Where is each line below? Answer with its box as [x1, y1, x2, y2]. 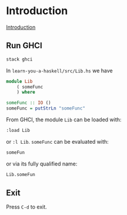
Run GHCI [6, 41, 42, 51]
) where [16, 90, 35, 95]
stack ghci [6, 56, 33, 62]
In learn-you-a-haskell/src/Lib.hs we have [6, 67, 113, 74]
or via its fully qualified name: [6, 160, 78, 167]
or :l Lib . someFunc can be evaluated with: [6, 138, 109, 145]
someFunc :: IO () [6, 100, 51, 106]
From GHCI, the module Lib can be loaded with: [6, 116, 122, 123]
